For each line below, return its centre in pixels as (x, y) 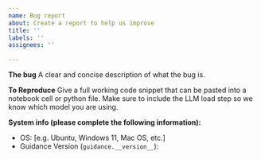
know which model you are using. (63, 107)
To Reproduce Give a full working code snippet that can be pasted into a (127, 90)
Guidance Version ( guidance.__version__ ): (89, 146)
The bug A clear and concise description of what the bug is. (107, 75)
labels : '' (26, 38)
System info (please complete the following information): (105, 122)
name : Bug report (37, 16)
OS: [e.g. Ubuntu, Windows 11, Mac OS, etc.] (92, 138)
